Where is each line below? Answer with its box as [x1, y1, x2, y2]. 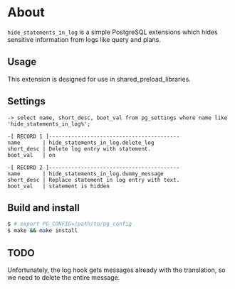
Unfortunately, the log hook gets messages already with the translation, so [7, 266, 226, 274]
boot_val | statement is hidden [7, 182, 110, 190]
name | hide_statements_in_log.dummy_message [7, 170, 164, 178]
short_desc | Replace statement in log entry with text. [7, 176, 180, 183]
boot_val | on [7, 151, 56, 158]
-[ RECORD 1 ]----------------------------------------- [7, 133, 180, 140]
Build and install [7, 202, 80, 214]
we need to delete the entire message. [7, 273, 120, 281]
